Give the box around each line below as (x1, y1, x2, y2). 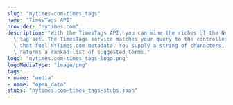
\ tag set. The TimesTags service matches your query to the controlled (13, 36, 228, 43)
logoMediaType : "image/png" (7, 61, 89, 68)
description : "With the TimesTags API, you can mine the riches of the (7, 29, 218, 37)
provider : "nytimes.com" (7, 23, 79, 30)
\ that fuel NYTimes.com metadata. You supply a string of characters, (13, 42, 225, 49)
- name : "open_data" (7, 81, 67, 88)
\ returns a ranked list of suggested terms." (13, 49, 150, 56)
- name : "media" (7, 74, 54, 82)
